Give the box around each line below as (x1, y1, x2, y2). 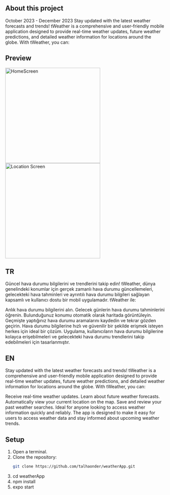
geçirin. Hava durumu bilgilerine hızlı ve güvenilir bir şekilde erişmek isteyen (5, 323, 163, 329)
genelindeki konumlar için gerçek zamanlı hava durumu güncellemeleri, (5, 286, 153, 292)
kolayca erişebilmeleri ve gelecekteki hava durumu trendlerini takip (5, 334, 145, 340)
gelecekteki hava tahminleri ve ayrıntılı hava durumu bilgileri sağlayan (5, 292, 150, 298)
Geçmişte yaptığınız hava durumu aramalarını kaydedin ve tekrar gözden (5, 318, 156, 324)
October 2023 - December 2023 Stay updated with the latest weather (5, 17, 151, 23)
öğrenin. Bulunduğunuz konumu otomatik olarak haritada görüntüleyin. (5, 312, 152, 318)
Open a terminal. (12, 449, 48, 455)
